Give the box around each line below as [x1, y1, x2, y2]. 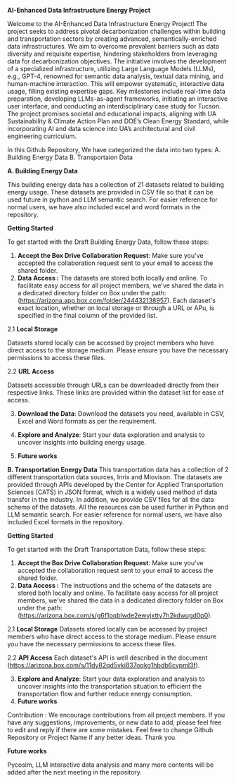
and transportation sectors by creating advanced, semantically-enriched [7, 35, 217, 43]
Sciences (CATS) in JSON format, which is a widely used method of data [7, 488, 218, 496]
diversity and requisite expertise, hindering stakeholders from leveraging [7, 49, 218, 58]
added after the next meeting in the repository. [7, 768, 143, 776]
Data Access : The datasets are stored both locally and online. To [17, 274, 207, 282]
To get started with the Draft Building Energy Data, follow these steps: [7, 238, 209, 246]
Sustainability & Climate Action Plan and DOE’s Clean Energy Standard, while [7, 117, 229, 125]
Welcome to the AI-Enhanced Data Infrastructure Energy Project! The [7, 20, 208, 27]
